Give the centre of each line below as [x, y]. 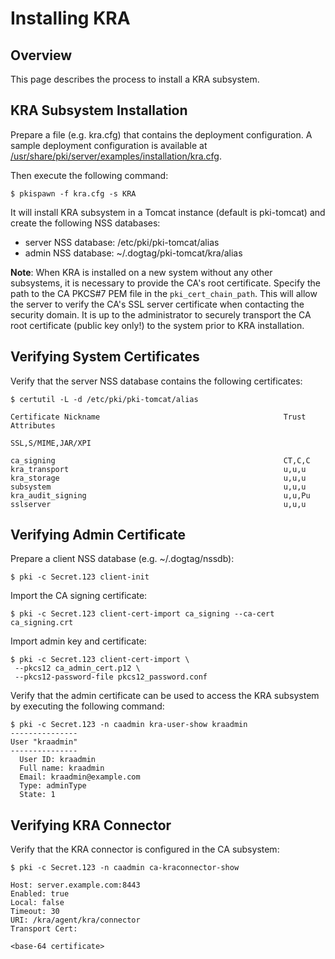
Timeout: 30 [35, 912]
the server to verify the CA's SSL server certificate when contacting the [157, 304]
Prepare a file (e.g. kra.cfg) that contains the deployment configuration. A [161, 134]
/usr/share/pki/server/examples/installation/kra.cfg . [116, 156]
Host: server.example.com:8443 [75, 885]
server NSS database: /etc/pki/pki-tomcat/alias [122, 242]
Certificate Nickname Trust [158, 417]
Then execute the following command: [89, 175]
